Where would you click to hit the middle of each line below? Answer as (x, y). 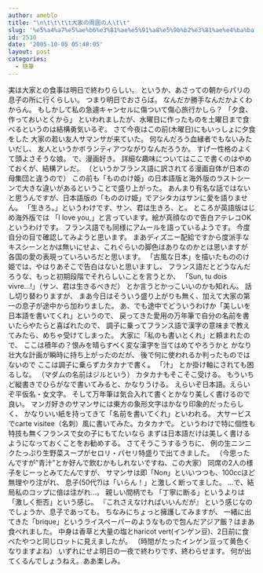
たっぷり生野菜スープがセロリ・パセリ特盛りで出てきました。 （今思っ (129, 453)
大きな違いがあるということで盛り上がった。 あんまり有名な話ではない (136, 188)
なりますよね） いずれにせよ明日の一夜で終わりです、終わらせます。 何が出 (130, 551)
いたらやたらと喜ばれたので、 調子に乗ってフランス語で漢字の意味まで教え (129, 325)
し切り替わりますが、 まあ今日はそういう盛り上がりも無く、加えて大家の (126, 296)
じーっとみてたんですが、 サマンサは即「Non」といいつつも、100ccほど (139, 473)
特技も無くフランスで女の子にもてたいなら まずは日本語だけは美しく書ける (130, 433)
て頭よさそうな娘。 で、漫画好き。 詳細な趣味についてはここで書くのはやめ (130, 159)
